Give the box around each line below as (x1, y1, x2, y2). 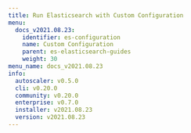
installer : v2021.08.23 (15, 106, 92, 114)
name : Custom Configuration (22, 41, 114, 49)
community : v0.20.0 (15, 92, 79, 99)
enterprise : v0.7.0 (15, 99, 79, 106)
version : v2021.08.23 (15, 113, 86, 121)
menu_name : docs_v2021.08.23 (8, 63, 103, 70)
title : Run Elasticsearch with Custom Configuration (8, 11, 184, 20)
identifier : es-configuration (22, 33, 121, 41)
